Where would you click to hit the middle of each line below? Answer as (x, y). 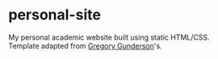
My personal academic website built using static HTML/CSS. (109, 37)
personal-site (55, 15)
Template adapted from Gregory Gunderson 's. (86, 45)
